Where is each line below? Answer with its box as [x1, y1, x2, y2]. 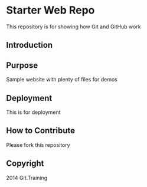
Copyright [6, 159, 44, 169]
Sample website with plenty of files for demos [6, 76, 118, 83]
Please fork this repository [6, 141, 70, 148]
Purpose [6, 60, 38, 70]
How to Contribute [6, 126, 76, 136]
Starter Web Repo [6, 4, 95, 17]
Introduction [6, 40, 53, 50]
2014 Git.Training [6, 174, 48, 181]
